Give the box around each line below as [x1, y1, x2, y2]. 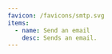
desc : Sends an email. [22, 33, 98, 42]
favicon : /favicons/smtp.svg [7, 11, 105, 20]
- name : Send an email [14, 26, 90, 34]
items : [7, 19, 30, 27]
